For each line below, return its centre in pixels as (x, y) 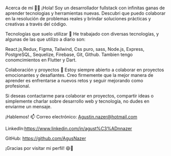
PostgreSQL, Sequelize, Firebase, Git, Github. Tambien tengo (69, 54)
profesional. (18, 86)
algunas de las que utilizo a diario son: (45, 39)
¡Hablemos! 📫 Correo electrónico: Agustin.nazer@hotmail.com (71, 117)
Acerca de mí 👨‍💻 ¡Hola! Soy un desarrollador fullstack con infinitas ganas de (85, 8)
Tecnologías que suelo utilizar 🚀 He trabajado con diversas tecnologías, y (82, 34)
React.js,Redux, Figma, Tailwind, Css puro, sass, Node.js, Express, (75, 49)
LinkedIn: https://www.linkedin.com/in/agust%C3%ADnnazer (69, 129)
